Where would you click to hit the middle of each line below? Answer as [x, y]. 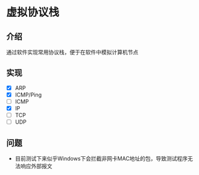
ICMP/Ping [28, 95]
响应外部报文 [36, 166]
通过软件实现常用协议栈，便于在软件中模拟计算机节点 [72, 52]
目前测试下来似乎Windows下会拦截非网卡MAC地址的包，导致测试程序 [101, 158]
